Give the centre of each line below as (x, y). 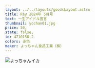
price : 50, (16, 28)
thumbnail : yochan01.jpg (30, 23)
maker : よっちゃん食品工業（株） (35, 46)
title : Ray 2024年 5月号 (29, 14)
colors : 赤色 (18, 42)
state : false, (19, 32)
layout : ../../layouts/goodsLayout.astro (48, 10)
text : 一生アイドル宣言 (26, 19)
